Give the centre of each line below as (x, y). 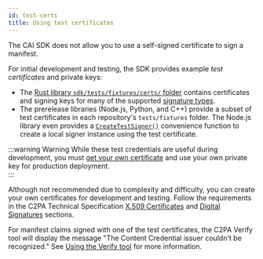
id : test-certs (33, 15)
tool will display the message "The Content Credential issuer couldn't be (125, 238)
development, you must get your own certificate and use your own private (128, 157)
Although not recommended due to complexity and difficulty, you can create (131, 189)
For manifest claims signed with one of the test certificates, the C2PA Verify (131, 229)
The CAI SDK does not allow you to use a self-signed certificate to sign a (126, 45)
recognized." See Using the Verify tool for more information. (105, 246)
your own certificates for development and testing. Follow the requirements (130, 198)
